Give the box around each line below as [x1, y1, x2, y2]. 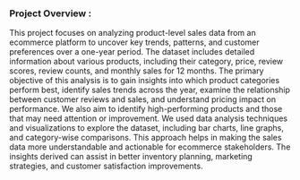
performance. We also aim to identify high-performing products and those [9, 104, 283, 115]
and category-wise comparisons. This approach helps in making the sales [9, 133, 282, 143]
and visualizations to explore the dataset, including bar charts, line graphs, [9, 123, 284, 133]
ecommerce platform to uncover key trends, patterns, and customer [9, 37, 260, 47]
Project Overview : [9, 7, 92, 20]
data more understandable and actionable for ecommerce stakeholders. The [9, 141, 291, 152]
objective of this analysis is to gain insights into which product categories [9, 75, 280, 86]
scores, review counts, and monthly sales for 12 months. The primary [9, 65, 264, 76]
